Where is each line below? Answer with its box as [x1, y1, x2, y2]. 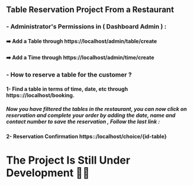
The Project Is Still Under [6, 154, 130, 167]
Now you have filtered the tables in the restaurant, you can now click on [6, 105, 188, 112]
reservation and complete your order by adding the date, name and [6, 111, 176, 119]
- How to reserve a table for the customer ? [6, 71, 132, 79]
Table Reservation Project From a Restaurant [6, 5, 175, 15]
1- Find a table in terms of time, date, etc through [6, 85, 128, 92]
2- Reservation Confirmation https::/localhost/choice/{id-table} [6, 133, 167, 140]
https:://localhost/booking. [6, 92, 75, 99]
